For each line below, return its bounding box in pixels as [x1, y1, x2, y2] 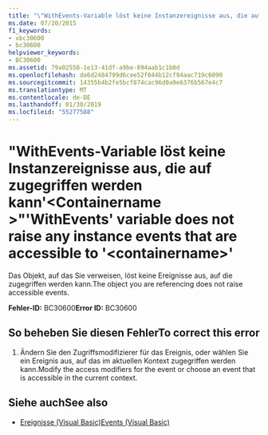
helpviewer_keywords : [8, 49, 81, 57]
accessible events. [8, 287, 70, 297]
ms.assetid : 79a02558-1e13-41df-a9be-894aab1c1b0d [8, 64, 180, 72]
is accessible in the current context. [19, 373, 138, 382]
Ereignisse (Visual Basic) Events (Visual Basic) [19, 417, 170, 427]
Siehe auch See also [8, 396, 108, 409]
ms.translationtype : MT [8, 85, 88, 94]
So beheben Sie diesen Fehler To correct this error [8, 326, 260, 340]
